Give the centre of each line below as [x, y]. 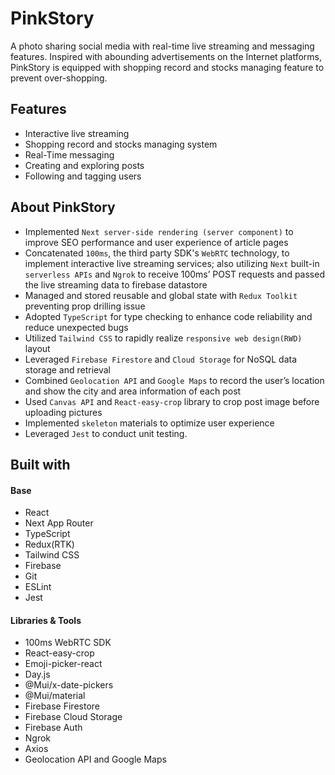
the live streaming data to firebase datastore [116, 284]
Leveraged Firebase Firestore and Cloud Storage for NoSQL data [161, 359]
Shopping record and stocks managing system [121, 144]
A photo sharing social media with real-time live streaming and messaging [162, 46]
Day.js [37, 674]
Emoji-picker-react [63, 664]
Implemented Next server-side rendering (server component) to [159, 231]
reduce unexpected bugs [76, 327]
